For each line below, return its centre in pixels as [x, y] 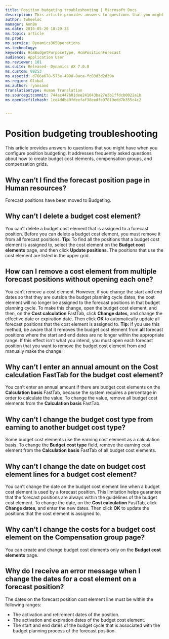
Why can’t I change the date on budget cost [75, 466]
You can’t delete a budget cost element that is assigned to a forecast [77, 228]
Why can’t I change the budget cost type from [79, 419]
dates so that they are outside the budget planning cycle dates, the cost [80, 297]
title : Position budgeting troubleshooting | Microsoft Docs [71, 10]
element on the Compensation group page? [75, 538]
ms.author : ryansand [27, 85]
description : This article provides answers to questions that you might [85, 15]
